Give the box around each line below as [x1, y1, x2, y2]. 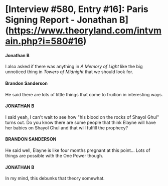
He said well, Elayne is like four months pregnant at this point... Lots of [5, 147, 150, 153]
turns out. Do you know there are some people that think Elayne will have [5, 119, 156, 125]
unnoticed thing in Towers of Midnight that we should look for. [5, 69, 133, 75]
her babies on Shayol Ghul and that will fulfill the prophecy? [5, 124, 128, 131]
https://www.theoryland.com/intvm [8, 25, 162, 36]
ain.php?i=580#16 [5, 36, 84, 47]
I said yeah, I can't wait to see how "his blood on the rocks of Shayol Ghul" [5, 114, 159, 120]
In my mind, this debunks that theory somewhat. [5, 175, 105, 181]
